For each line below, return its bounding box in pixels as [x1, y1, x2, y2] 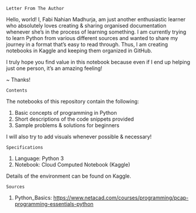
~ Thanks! [6, 76, 31, 83]
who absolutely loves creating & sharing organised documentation [6, 22, 167, 29]
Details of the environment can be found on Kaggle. [6, 172, 131, 179]
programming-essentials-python [14, 201, 94, 207]
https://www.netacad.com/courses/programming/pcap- [53, 194, 189, 201]
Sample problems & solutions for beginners [14, 122, 119, 129]
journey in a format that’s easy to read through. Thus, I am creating [6, 41, 168, 48]
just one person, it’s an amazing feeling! [6, 65, 102, 72]
